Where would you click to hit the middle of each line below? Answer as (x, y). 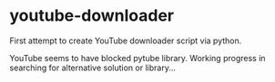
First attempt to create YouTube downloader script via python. (126, 41)
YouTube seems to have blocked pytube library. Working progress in (137, 58)
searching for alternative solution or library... (92, 68)
